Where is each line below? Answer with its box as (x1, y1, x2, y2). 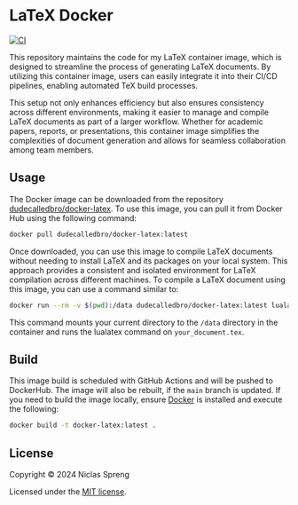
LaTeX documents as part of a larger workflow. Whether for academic (9, 116, 264, 127)
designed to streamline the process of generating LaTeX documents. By (9, 61, 271, 72)
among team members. (9, 144, 95, 155)
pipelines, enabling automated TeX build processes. (9, 80, 198, 91)
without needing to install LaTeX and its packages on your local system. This (9, 255, 288, 266)
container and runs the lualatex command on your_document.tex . (9, 326, 245, 337)
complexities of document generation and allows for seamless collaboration (9, 135, 286, 146)
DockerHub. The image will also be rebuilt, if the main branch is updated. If (9, 385, 281, 396)
